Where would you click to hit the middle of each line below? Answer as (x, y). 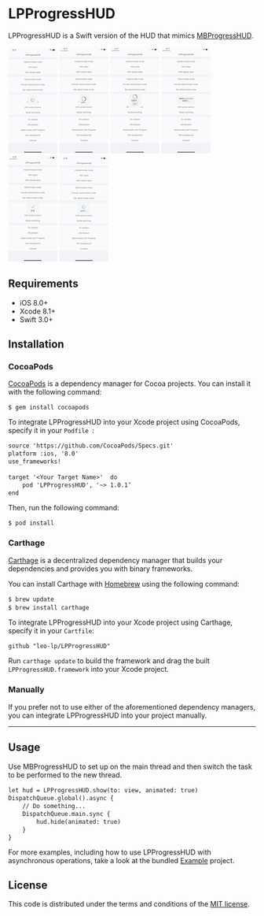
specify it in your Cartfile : (51, 631)
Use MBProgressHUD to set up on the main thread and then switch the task (130, 766)
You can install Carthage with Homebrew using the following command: (124, 584)
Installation (36, 345)
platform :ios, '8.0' (44, 454)
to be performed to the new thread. (65, 775)
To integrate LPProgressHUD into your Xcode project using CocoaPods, (124, 422)
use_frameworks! (35, 462)
